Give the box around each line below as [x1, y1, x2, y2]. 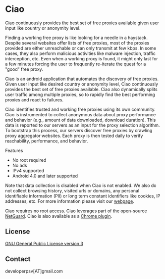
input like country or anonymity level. [5, 25, 81, 31]
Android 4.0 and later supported [12, 173, 78, 179]
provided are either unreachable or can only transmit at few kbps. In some [5, 45, 157, 51]
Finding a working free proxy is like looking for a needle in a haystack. [5, 35, 148, 41]
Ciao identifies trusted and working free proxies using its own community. [5, 106, 156, 112]
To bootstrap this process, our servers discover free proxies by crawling [5, 127, 153, 133]
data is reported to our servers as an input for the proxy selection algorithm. [5, 122, 160, 128]
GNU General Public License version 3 [5, 240, 83, 246]
